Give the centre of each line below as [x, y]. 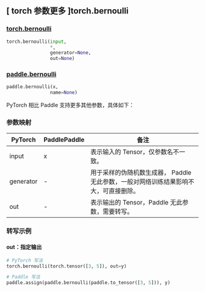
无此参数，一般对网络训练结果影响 [139, 181]
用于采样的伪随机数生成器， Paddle [141, 172]
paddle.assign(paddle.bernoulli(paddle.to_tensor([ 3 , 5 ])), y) [88, 283]
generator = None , [70, 53]
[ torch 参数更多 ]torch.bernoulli [67, 11]
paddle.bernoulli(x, [33, 87]
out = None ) [62, 59]
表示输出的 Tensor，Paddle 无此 [137, 202]
